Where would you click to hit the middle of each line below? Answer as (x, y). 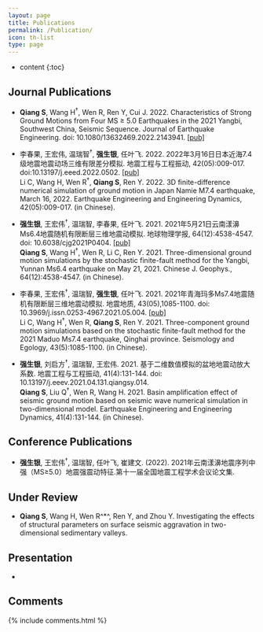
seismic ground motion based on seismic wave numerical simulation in (133, 400)
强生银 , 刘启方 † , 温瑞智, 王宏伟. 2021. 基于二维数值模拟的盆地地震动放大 (135, 363)
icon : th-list (31, 37)
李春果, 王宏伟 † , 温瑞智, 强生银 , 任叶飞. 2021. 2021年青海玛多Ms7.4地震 (133, 293)
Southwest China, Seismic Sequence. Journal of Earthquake (117, 129)
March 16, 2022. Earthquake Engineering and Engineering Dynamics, (131, 198)
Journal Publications (60, 92)
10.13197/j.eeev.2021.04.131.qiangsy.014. (84, 383)
